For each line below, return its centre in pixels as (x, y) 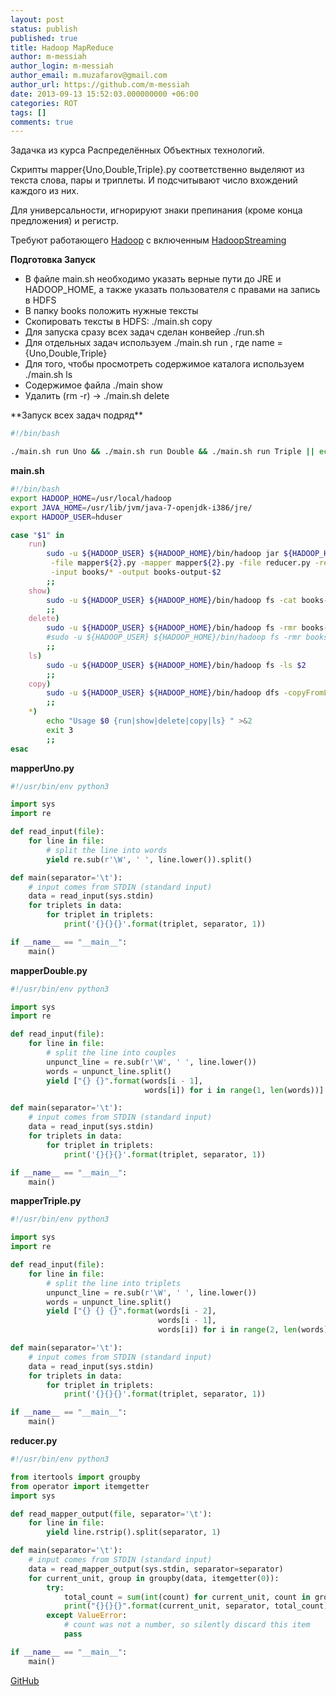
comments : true (42, 122)
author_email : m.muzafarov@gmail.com (89, 76)
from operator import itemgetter (80, 1486)
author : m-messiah (48, 57)
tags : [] (28, 112)
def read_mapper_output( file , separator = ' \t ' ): (111, 1514)
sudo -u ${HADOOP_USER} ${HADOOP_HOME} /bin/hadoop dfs (163, 693)
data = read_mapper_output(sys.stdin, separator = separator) (156, 1569)
